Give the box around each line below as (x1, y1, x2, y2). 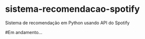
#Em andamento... (5, 29, 43, 35)
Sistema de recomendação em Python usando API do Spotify (5, 20, 130, 26)
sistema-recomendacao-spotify (5, 3, 140, 15)
